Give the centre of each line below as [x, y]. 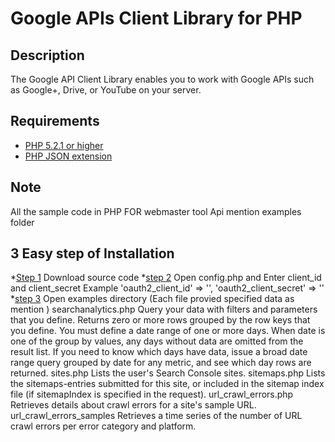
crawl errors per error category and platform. [103, 426]
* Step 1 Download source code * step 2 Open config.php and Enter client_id [166, 278]
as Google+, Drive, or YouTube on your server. [106, 90]
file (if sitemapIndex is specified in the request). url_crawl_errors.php [152, 394]
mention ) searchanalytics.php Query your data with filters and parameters [164, 309]
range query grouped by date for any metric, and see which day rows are [161, 363]
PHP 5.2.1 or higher [64, 145]
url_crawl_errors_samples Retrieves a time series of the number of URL [156, 416]
